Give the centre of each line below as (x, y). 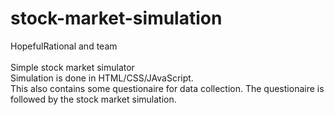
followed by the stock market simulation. (93, 99)
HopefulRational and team (64, 46)
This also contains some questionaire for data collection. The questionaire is (167, 88)
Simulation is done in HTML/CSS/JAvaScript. (102, 78)
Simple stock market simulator (72, 67)
